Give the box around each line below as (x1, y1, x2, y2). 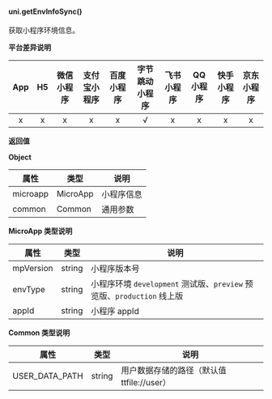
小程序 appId (90, 306, 139, 317)
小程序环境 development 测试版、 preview (90, 278, 243, 290)
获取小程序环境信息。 (8, 25, 79, 36)
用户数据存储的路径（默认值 (121, 365, 227, 376)
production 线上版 (114, 291, 184, 302)
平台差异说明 (8, 43, 51, 53)
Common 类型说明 (8, 328, 70, 337)
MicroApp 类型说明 (8, 227, 73, 236)
